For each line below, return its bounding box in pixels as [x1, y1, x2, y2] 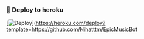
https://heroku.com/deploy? [35, 19, 106, 27]
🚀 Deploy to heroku [6, 5, 64, 14]
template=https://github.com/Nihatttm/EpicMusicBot [6, 26, 138, 33]
